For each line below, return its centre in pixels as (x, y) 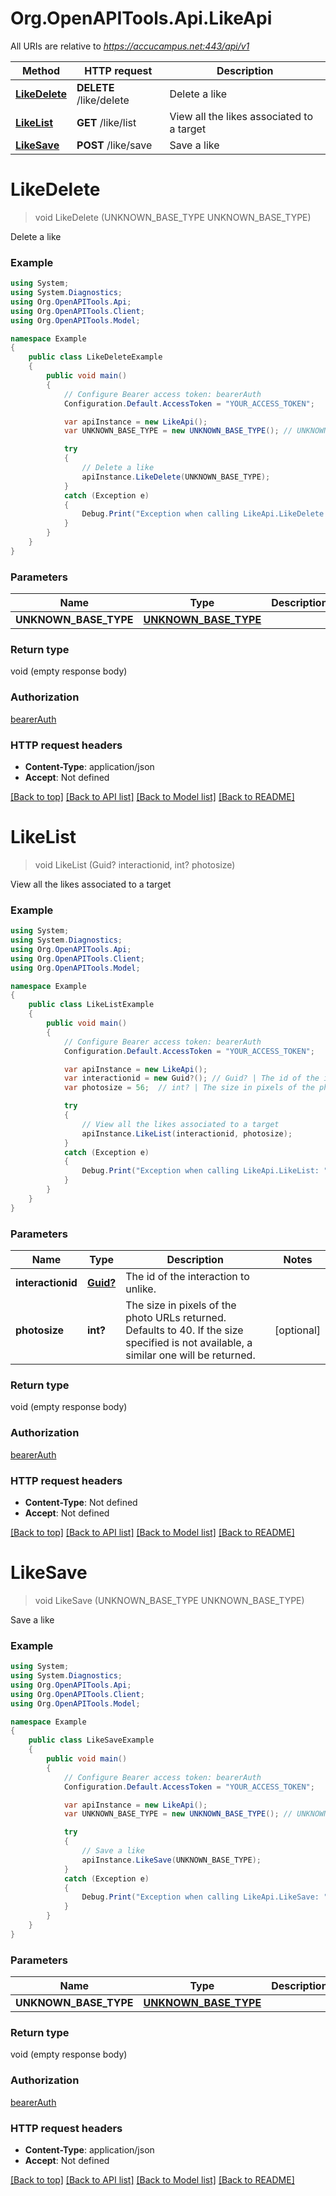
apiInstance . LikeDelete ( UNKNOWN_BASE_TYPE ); (176, 477)
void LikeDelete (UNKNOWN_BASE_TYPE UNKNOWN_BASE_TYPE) (173, 217)
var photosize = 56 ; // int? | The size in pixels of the (189, 1088)
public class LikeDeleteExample (95, 357)
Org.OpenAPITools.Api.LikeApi (141, 18)
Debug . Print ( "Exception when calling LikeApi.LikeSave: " (205, 1897)
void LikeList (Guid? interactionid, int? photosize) (135, 864)
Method (41, 70)
